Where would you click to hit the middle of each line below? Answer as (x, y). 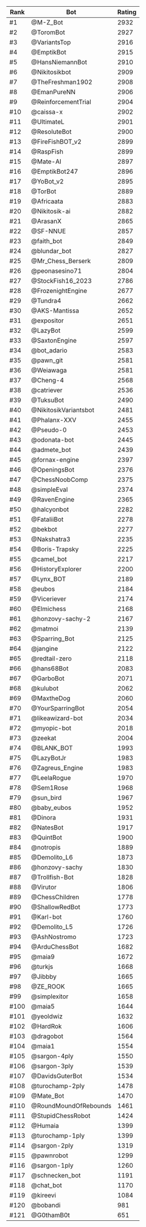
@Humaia (45, 1126)
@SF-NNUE (49, 231)
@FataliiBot (47, 519)
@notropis (46, 847)
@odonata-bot (53, 440)
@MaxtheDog (51, 698)
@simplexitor (50, 996)
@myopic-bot (51, 728)
